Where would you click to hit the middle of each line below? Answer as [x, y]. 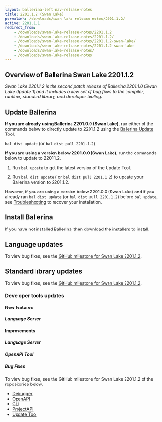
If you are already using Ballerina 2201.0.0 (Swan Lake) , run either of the [79, 124]
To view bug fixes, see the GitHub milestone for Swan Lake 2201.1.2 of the [79, 379]
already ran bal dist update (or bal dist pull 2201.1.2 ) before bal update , [81, 197]
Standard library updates [44, 272]
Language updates [34, 244]
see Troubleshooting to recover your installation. [54, 202]
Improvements [20, 331]
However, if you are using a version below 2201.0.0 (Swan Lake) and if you [80, 192]
